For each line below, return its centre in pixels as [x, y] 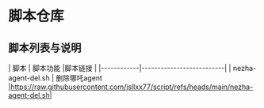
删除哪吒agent [79, 78]
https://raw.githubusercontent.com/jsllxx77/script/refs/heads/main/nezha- [132, 87]
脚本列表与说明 [45, 48]
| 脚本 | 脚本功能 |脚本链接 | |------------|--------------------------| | [120, 68]
